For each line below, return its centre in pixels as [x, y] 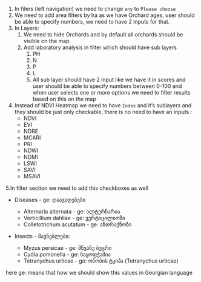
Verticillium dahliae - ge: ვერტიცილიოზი [74, 218]
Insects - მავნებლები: [42, 236]
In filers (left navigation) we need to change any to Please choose [95, 9]
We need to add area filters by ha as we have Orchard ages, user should [104, 15]
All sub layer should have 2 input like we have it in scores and [109, 79]
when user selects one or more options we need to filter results [111, 92]
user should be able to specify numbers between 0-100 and [107, 86]
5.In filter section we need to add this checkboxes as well [77, 188]
